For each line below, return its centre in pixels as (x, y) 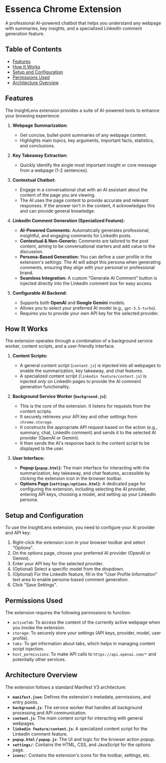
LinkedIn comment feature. (40, 734)
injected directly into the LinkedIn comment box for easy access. (86, 283)
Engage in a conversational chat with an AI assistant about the (84, 190)
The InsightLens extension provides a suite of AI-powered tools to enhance (82, 110)
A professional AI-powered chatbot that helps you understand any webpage (83, 23)
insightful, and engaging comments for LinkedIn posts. (76, 235)
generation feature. (25, 33)
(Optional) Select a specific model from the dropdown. (68, 569)
